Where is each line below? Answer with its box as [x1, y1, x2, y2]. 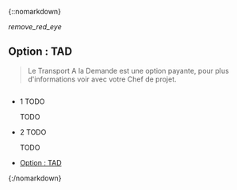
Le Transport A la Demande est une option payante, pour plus [27, 66, 230, 75]
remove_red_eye [8, 22, 62, 31]
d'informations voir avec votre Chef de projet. [27, 74, 177, 84]
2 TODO [19, 127, 47, 137]
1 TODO [19, 97, 45, 106]
